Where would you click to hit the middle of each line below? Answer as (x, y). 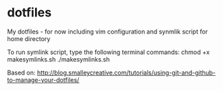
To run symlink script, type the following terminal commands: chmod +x (108, 52)
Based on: (21, 73)
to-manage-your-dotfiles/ (43, 79)
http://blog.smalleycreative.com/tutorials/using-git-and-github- (126, 73)
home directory (29, 38)
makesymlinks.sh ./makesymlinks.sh (59, 59)
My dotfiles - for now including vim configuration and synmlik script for (107, 31)
